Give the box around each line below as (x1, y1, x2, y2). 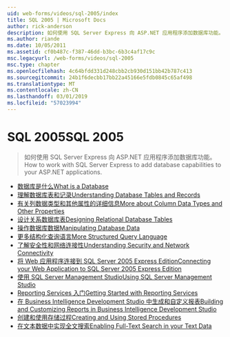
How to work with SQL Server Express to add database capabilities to (23, 160, 222, 168)
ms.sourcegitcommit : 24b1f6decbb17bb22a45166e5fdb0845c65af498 (7, 74, 193, 81)
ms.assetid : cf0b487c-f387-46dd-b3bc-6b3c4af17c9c (7, 49, 156, 56)
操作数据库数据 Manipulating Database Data (17, 224, 140, 232)
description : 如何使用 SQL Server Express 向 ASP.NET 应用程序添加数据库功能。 (7, 29, 224, 36)
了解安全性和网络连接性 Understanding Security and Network (17, 241, 190, 249)
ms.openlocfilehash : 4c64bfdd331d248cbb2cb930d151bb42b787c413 (7, 67, 193, 74)
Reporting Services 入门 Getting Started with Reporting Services (17, 288, 198, 296)
